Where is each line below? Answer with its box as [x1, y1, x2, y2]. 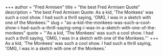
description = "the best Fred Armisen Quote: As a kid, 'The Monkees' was [5, 9, 154, 15]
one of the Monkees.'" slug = [5, 19, 64, 25]
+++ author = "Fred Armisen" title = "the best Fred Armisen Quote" [5, 4, 140, 10]
